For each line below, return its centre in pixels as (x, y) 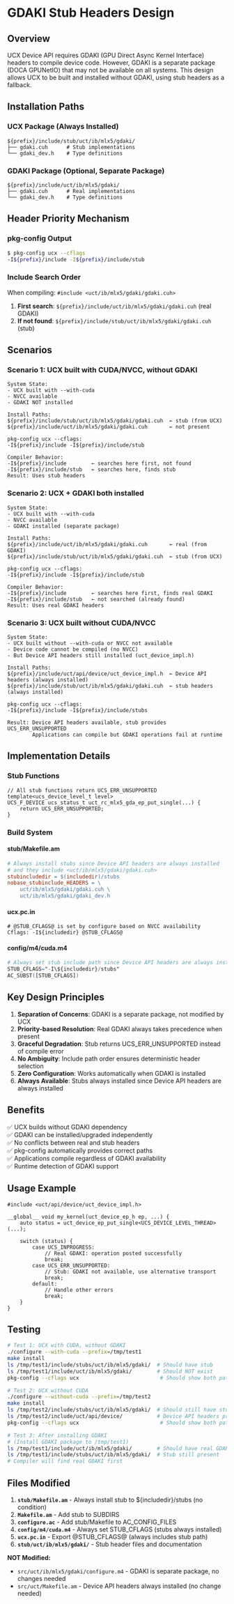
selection (30, 1066)
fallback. (19, 85)
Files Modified (39, 1483)
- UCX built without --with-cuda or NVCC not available (90, 643)
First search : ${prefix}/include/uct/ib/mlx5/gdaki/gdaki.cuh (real (114, 306)
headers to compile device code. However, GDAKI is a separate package (111, 63)
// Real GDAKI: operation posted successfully (113, 1253)
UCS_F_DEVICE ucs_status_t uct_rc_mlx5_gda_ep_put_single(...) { (104, 803)
